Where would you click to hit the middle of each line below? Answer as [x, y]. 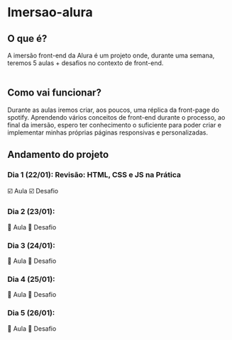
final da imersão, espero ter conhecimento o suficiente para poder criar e [115, 125]
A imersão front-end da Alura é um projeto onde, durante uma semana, [111, 55]
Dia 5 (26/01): [31, 313]
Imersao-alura [50, 12]
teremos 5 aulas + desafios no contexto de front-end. [85, 63]
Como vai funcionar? [54, 93]
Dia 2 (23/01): [31, 212]
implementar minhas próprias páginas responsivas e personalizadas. [108, 132]
